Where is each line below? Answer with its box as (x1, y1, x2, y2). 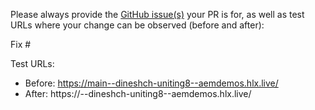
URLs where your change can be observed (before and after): (10, 19, 265, 31)
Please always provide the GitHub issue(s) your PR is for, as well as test (10, 9, 305, 20)
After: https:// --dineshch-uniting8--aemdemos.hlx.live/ (24, 88, 252, 99)
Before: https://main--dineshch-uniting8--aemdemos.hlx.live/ (24, 77, 279, 89)
